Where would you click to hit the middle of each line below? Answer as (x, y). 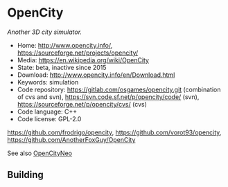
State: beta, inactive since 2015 (62, 67)
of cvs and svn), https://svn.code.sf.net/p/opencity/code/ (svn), (108, 97)
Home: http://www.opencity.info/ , (65, 45)
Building (25, 175)
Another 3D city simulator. (44, 32)
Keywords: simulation (48, 82)
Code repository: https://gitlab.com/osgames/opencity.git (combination (119, 89)
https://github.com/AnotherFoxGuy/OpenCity (71, 139)
